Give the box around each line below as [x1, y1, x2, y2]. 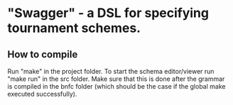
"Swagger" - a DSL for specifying [7, 5, 210, 21]
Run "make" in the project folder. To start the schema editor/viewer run [7, 67, 215, 75]
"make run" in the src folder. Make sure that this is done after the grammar [7, 74, 225, 83]
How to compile [7, 48, 78, 60]
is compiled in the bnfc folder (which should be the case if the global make [7, 82, 226, 90]
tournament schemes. [7, 20, 141, 36]
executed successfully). [7, 90, 77, 98]
